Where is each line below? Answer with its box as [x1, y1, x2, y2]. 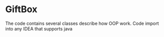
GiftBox [5, 4, 38, 15]
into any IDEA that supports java [5, 25, 73, 31]
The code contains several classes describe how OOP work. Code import [5, 20, 159, 26]
